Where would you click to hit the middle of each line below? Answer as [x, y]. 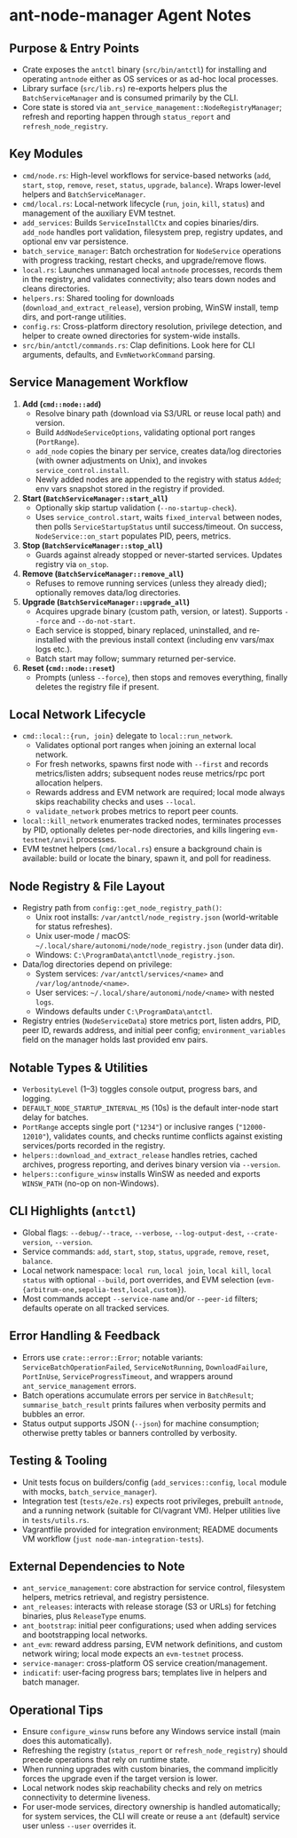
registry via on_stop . [72, 564]
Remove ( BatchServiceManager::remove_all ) [103, 573]
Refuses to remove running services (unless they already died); [151, 583]
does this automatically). [67, 1741]
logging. [37, 1099]
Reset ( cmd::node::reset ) [68, 667]
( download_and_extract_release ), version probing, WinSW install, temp [150, 307]
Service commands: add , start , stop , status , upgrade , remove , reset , [145, 1251]
